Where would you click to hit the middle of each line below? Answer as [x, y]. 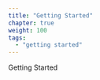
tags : [17, 38]
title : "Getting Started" [50, 15]
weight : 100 [28, 30]
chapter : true [31, 23]
